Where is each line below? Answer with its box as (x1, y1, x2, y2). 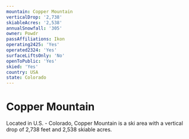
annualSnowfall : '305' (6, 25, 62, 31)
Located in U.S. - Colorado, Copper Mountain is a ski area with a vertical (6, 119, 183, 127)
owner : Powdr (6, 31, 39, 37)
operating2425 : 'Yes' (6, 42, 60, 48)
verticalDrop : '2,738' (6, 14, 62, 20)
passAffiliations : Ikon (6, 36, 65, 42)
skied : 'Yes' (6, 63, 39, 70)
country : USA (6, 69, 39, 75)
